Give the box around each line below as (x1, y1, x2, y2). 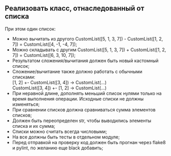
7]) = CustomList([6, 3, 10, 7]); (12, 52, 76, 58)
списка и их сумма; (12, 123, 56, 129)
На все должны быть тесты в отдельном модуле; (12, 133, 120, 140)
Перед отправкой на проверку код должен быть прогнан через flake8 (12, 139, 166, 145)
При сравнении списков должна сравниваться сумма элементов (12, 106, 156, 112)
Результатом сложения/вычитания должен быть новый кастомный (12, 57, 159, 64)
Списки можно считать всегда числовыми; (12, 128, 107, 134)
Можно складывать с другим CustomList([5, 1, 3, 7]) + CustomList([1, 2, (12, 46, 166, 53)
